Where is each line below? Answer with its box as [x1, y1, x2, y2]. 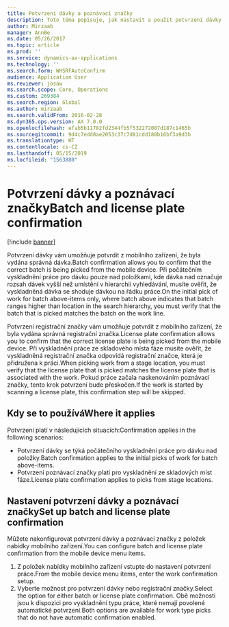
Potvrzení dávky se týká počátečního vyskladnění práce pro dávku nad [16, 446, 217, 455]
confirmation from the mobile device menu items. [7, 549, 146, 558]
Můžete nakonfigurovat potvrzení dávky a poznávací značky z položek [7, 535, 206, 543]
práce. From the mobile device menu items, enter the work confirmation [16, 570, 218, 578]
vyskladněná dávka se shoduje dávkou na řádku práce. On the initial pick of [7, 287, 219, 295]
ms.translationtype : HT [7, 138, 75, 144]
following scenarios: [7, 433, 64, 442]
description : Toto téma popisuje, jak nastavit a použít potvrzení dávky [7, 16, 222, 23]
